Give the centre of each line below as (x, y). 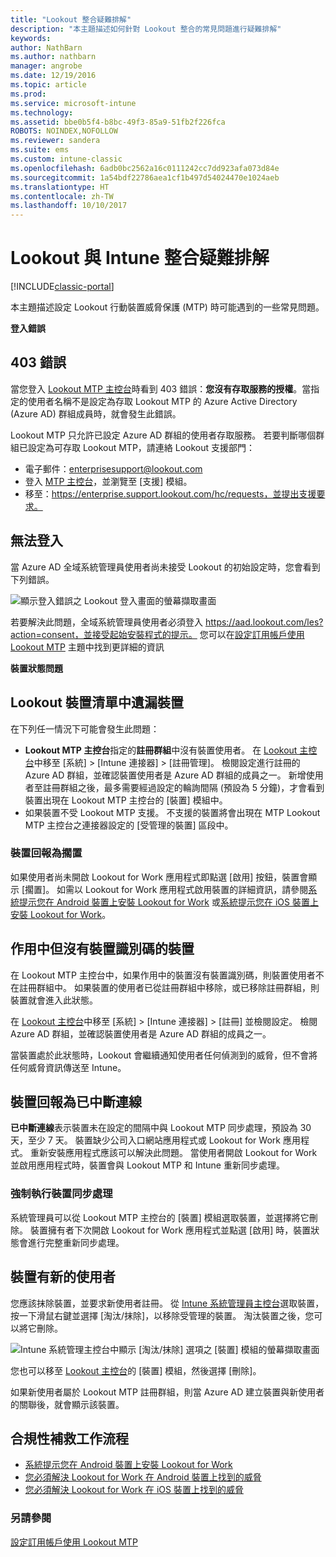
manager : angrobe (46, 66)
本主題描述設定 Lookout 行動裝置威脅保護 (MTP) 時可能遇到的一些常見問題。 (167, 307)
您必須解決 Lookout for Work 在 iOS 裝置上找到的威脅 (134, 1490)
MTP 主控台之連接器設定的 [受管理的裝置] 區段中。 (129, 825)
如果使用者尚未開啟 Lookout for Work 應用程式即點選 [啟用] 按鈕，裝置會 (159, 877)
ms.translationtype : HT (60, 187)
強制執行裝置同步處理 (61, 1194)
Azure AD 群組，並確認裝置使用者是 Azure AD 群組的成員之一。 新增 (165, 775)
